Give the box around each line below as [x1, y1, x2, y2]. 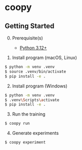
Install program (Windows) [12, 83, 68, 89]
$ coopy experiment [5, 140, 46, 145]
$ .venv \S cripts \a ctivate [5, 97, 59, 103]
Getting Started [5, 22, 55, 30]
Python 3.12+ [19, 45, 47, 51]
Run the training [12, 111, 46, 117]
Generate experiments [12, 130, 59, 136]
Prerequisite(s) [12, 35, 44, 41]
